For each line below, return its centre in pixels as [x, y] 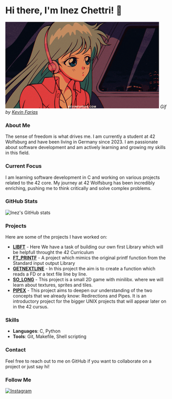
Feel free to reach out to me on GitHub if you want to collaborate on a [79, 361]
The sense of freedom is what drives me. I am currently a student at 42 [80, 136]
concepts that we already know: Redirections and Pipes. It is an [80, 296]
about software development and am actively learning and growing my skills [85, 148]
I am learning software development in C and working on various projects [83, 177]
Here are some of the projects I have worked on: [56, 237]
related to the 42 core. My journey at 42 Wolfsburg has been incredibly [80, 183]
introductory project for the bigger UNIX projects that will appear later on [89, 301]
